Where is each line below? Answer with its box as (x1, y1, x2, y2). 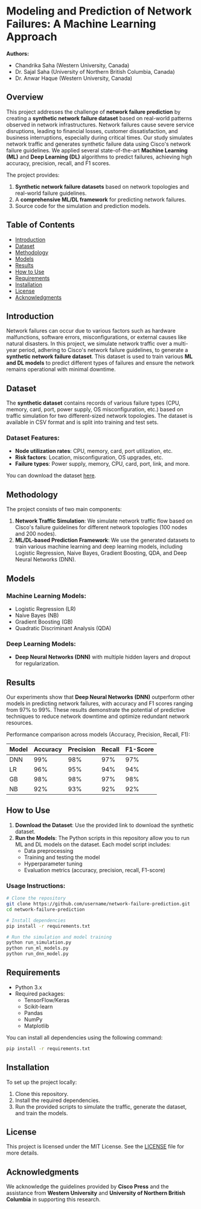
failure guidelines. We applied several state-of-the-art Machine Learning (6, 146, 188, 154)
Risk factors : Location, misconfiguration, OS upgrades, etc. (14, 454, 164, 461)
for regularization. (14, 660, 60, 667)
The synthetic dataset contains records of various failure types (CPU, (6, 399, 181, 406)
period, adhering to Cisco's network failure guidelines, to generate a (18, 347, 188, 354)
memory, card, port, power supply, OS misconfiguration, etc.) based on (6, 406, 183, 413)
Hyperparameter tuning (24, 860, 83, 867)
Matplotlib (24, 1022, 49, 1029)
